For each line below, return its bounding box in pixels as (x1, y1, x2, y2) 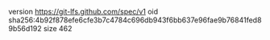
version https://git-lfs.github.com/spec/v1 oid (8, 7, 159, 16)
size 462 (43, 24, 73, 33)
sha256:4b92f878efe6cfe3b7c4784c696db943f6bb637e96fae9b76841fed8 (8, 15, 262, 25)
